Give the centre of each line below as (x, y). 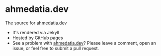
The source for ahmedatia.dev (36, 23)
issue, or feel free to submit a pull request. (56, 48)
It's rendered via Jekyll (36, 32)
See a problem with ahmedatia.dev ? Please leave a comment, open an (84, 43)
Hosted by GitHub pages (38, 38)
